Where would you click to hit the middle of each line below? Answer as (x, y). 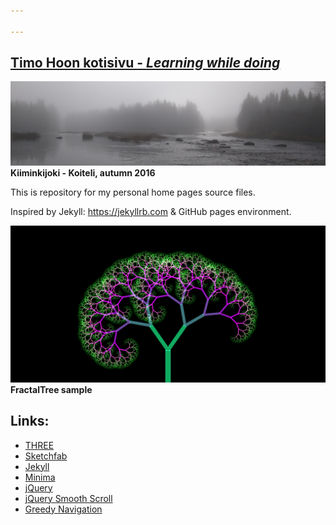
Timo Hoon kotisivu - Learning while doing (145, 63)
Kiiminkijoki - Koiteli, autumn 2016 (83, 172)
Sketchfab (46, 456)
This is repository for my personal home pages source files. (133, 192)
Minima (40, 477)
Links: (30, 421)
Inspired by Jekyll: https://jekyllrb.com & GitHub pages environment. (151, 211)
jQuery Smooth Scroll (68, 498)
